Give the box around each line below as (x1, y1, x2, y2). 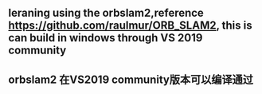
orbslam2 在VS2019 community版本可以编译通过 (8, 72, 253, 86)
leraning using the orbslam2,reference (8, 6, 205, 20)
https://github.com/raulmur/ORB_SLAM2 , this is (8, 19, 252, 33)
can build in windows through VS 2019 (8, 31, 203, 45)
